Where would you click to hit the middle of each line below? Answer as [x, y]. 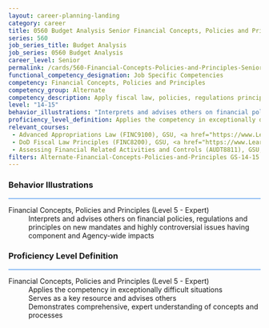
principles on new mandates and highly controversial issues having [139, 227]
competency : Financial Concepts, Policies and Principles [107, 82]
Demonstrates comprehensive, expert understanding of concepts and [143, 306]
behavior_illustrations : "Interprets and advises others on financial [128, 113]
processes [46, 315]
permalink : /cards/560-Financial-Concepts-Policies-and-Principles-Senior [136, 68]
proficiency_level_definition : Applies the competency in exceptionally [132, 120]
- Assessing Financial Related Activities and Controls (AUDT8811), [128, 150]
